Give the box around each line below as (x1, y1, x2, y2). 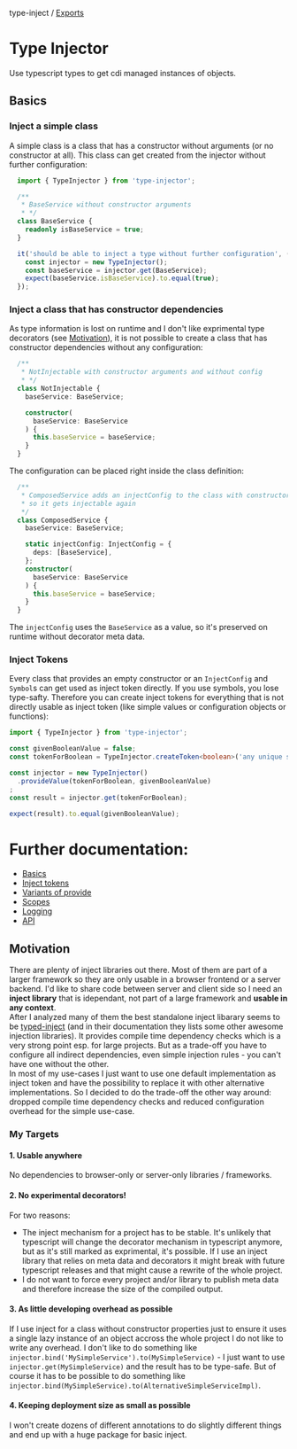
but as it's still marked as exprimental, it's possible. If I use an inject (21, 1245, 268, 1257)
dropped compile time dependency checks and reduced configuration (9, 1096, 265, 1107)
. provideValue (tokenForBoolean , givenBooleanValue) (17, 776, 212, 785)
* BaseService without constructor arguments (20, 200, 192, 209)
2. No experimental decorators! (9, 1189, 126, 1200)
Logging (21, 906, 53, 916)
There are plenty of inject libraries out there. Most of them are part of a (9, 965, 268, 976)
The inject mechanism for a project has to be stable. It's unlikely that (21, 1227, 271, 1237)
